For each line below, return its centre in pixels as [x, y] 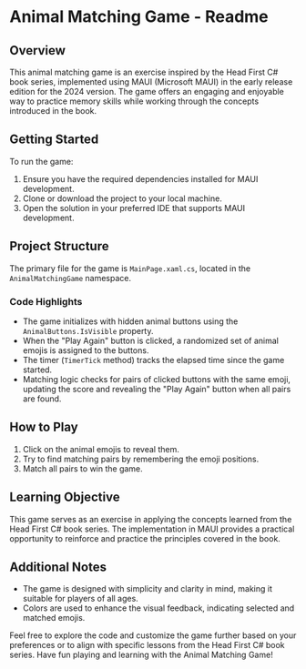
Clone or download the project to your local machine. [122, 198]
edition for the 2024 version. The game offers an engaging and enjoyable [147, 91]
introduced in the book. [53, 111]
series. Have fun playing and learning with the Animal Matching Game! [141, 655]
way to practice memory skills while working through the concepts [134, 101]
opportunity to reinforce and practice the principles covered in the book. [145, 538]
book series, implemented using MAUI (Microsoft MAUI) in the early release [151, 82]
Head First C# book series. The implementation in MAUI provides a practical [152, 529]
